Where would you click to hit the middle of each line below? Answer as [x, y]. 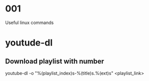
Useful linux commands [29, 22]
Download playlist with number [55, 61]
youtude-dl [29, 43]
